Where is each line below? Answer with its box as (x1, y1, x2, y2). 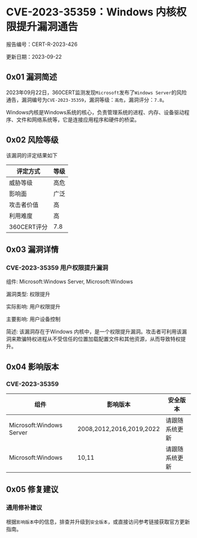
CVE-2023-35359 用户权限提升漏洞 (6, 263, 108, 271)
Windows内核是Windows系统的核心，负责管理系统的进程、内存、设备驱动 (6, 108, 185, 115)
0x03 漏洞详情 (6, 244, 59, 254)
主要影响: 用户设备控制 (6, 316, 60, 323)
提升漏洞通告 (16, 20, 79, 34)
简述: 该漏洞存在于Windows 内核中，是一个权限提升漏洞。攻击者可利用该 (6, 328, 182, 336)
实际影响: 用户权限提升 (6, 303, 60, 310)
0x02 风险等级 (6, 135, 59, 145)
